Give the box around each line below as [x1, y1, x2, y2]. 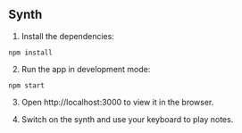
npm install [8, 48, 53, 57]
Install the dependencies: [21, 30, 115, 41]
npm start [8, 80, 46, 90]
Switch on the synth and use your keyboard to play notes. [21, 113, 234, 124]
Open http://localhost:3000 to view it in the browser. [21, 96, 214, 107]
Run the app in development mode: [21, 63, 151, 74]
